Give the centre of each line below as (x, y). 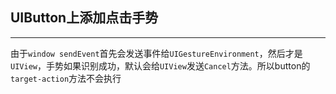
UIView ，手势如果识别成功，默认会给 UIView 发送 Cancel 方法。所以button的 (160, 65)
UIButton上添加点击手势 (84, 18)
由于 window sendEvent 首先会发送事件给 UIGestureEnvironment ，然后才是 (156, 53)
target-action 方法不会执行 (66, 78)
